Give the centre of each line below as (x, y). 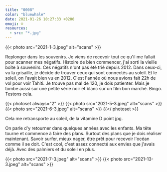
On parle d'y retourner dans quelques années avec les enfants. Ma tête (78, 128)
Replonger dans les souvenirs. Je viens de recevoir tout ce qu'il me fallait (80, 57)
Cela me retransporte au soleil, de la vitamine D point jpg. (64, 118)
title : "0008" (20, 10)
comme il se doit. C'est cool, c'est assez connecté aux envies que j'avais (80, 144)
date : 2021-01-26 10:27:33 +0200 (40, 19)
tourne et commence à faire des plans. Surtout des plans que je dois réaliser (83, 133)
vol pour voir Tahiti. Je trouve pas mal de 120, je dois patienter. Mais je (77, 83)
